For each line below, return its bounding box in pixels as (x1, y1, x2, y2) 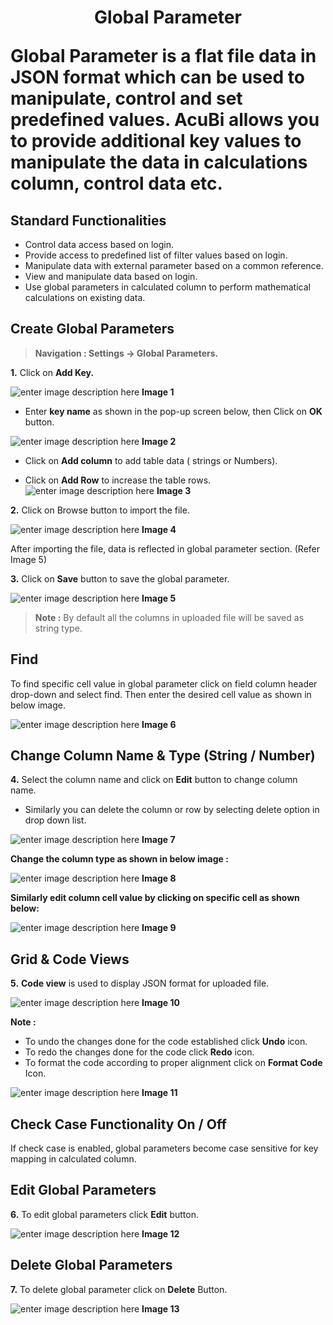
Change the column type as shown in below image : (10, 853, 229, 865)
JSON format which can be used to (10, 66, 305, 89)
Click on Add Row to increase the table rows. (24, 474, 212, 486)
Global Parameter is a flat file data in (10, 45, 317, 68)
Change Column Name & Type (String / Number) (10, 747, 316, 765)
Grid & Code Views (10, 951, 130, 968)
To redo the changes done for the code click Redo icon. (24, 1046, 255, 1058)
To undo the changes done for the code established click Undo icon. (24, 1036, 308, 1048)
